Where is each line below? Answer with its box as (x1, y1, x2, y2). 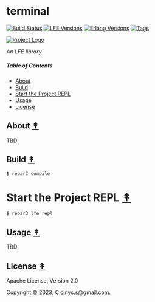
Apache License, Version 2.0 (6, 277, 78, 284)
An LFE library (6, 47, 42, 55)
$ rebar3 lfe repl (6, 211, 53, 217)
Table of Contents (6, 62, 53, 69)
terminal (6, 4, 50, 18)
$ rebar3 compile (6, 170, 50, 177)
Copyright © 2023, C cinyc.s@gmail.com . (6, 289, 111, 296)
